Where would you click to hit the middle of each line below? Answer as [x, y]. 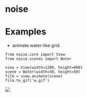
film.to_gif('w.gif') [27, 81]
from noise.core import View [35, 55]
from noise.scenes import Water [38, 59]
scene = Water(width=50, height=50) [43, 72]
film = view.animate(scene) [34, 76]
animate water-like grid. [36, 46]
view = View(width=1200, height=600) [44, 68]
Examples [26, 32]
